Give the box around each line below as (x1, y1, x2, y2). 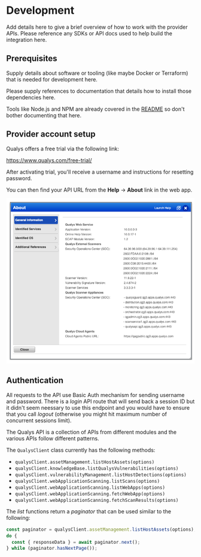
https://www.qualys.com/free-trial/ (6, 156, 92, 164)
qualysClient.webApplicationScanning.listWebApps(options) (14, 485, 166, 491)
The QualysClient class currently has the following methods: (6, 446, 156, 453)
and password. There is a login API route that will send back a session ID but (6, 398, 195, 405)
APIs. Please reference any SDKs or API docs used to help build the (6, 29, 172, 37)
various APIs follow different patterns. (6, 435, 100, 442)
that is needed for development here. (6, 75, 98, 83)
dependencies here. (6, 93, 56, 101)
